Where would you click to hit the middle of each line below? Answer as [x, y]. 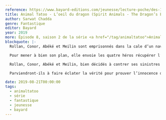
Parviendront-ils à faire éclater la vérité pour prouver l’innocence [84, 73]
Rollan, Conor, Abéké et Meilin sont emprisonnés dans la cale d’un [82, 46]
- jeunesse [21, 105]
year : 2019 [16, 33]
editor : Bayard [21, 28]
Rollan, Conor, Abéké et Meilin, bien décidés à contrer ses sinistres [85, 64]
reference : [16, 10]
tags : [11, 87]
